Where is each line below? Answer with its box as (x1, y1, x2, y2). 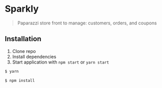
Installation (5, 35, 42, 43)
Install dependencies (12, 53, 57, 60)
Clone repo (12, 48, 36, 54)
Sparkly (5, 3, 39, 15)
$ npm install (5, 78, 35, 83)
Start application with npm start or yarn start (12, 59, 109, 65)
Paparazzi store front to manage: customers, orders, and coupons (17, 20, 157, 26)
